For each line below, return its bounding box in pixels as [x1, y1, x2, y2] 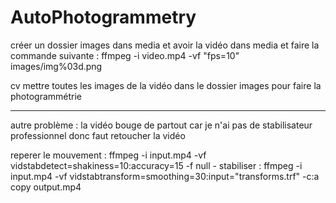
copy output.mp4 [10, 181, 82, 193]
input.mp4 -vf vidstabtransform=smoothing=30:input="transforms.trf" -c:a [10, 170, 320, 182]
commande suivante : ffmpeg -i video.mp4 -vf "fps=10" [10, 49, 240, 61]
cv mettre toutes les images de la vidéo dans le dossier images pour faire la [10, 79, 322, 91]
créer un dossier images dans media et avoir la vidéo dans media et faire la [10, 39, 320, 51]
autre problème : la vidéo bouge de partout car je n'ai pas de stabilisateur [10, 119, 313, 131]
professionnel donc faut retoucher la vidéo [10, 129, 186, 141]
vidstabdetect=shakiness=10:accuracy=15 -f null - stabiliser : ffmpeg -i [10, 159, 303, 171]
